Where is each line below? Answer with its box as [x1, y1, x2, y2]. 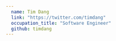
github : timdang [11, 25, 52, 32]
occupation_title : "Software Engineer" [11, 20, 112, 26]
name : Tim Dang [11, 8, 50, 15]
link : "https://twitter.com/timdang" [11, 14, 106, 20]
